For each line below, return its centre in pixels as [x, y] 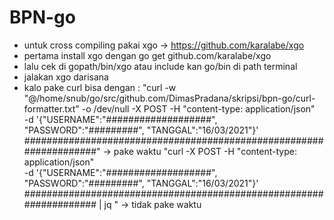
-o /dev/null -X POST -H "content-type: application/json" [198, 108]
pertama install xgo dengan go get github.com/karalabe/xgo [147, 55]
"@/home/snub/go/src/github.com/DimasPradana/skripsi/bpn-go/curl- [169, 98]
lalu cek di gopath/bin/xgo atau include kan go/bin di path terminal [160, 66]
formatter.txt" [51, 108]
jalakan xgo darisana [66, 77]
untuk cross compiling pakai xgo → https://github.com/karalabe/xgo [164, 45]
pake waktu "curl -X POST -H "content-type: [205, 151]
